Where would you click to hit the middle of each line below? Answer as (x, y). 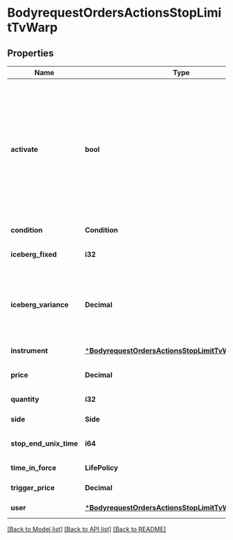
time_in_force (34, 468)
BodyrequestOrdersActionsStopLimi (114, 13)
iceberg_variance (40, 305)
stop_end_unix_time (44, 444)
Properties (31, 53)
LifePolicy (102, 468)
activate (24, 149)
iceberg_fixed (34, 254)
